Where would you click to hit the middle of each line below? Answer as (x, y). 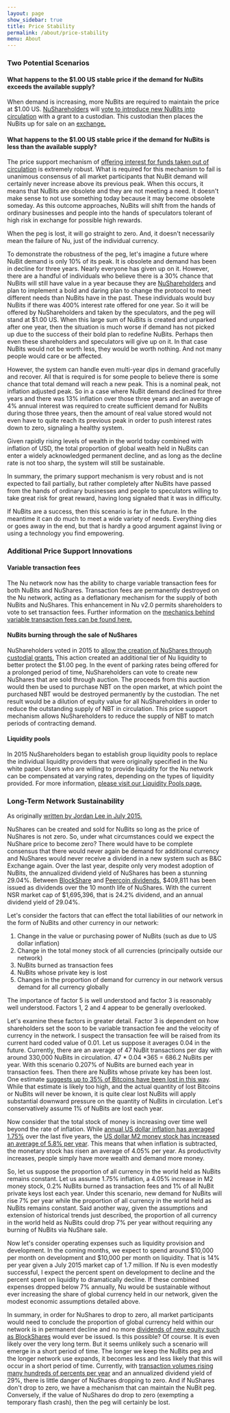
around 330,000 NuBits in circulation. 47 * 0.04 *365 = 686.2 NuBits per (110, 1058)
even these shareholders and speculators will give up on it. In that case (107, 342)
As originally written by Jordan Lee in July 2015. (75, 816)
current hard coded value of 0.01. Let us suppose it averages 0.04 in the (109, 1043)
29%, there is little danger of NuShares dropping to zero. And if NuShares (111, 1381)
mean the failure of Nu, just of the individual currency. (83, 241)
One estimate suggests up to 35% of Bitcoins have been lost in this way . (109, 1079)
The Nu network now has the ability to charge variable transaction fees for (112, 583)
